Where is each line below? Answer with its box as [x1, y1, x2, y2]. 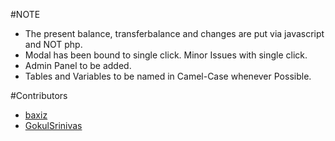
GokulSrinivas [24, 120, 83, 131]
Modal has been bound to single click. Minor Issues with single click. [24, 49, 308, 61]
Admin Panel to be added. [24, 60, 132, 71]
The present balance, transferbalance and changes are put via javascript [24, 28, 325, 39]
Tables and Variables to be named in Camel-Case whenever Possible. [24, 70, 312, 82]
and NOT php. [24, 39, 83, 50]
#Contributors [10, 90, 68, 101]
